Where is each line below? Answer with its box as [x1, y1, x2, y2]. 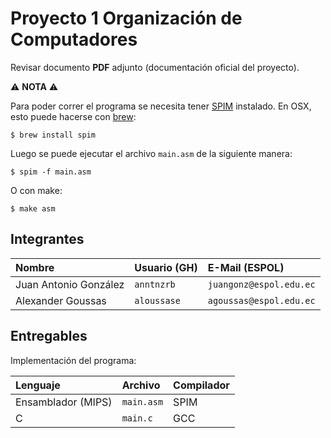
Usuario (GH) [134, 260, 198, 274]
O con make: [10, 184, 63, 196]
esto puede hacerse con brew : [10, 110, 137, 122]
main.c [121, 412, 153, 424]
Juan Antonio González [15, 277, 125, 291]
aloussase [134, 295, 181, 306]
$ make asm [10, 203, 56, 214]
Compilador [173, 378, 230, 392]
